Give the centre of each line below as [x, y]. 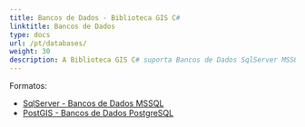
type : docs [30, 34]
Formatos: [28, 86]
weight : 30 [30, 52]
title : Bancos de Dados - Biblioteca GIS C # [95, 18]
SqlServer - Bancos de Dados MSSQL [93, 103]
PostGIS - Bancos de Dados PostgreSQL [98, 113]
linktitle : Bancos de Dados [63, 26]
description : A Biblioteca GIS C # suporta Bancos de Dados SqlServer [144, 60]
